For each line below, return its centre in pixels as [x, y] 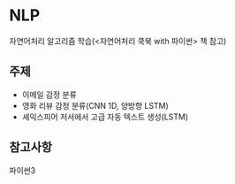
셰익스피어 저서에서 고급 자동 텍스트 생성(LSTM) [105, 117]
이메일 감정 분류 [49, 95]
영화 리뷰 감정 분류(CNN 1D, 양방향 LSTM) [95, 105]
